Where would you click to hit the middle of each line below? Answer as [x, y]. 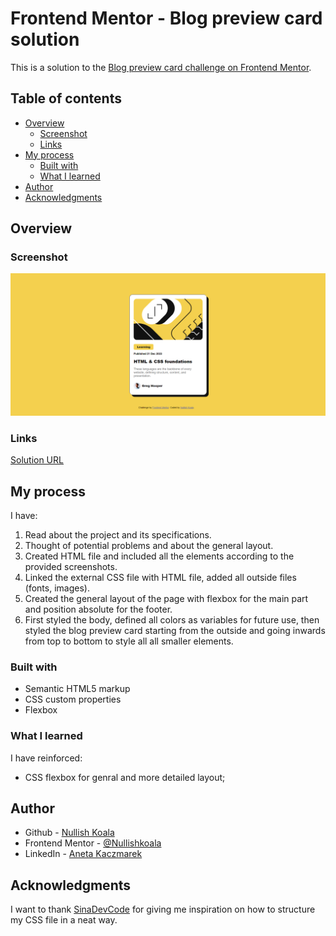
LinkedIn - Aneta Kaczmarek [83, 854]
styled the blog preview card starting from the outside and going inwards [175, 630]
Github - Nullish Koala [69, 833]
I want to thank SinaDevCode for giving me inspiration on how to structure [163, 909]
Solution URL [37, 460]
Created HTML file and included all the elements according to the [159, 556]
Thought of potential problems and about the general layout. [149, 545]
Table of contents [66, 98]
